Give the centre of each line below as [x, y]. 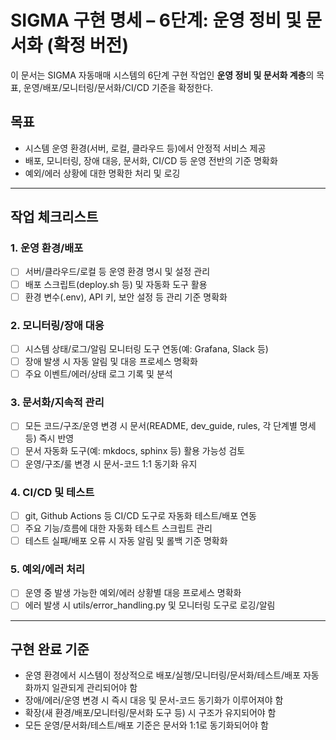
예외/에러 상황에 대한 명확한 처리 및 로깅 [102, 173]
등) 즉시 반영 [49, 438]
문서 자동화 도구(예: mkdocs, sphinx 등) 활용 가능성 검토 [135, 451]
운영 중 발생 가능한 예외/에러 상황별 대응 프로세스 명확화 [133, 593]
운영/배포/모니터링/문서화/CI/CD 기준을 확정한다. [118, 87]
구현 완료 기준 [50, 649]
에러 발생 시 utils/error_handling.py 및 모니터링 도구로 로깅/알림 [150, 605]
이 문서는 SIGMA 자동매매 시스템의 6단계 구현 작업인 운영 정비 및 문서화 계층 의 [162, 75]
